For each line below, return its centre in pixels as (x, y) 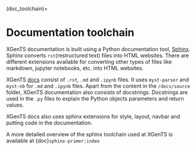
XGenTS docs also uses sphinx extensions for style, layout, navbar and (93, 116)
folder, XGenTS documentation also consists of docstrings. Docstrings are (97, 92)
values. (15, 105)
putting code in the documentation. (49, 123)
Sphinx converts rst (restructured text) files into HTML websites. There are (98, 55)
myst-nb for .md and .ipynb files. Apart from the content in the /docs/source (98, 86)
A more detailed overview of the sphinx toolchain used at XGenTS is (89, 134)
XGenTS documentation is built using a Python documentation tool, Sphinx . (98, 49)
